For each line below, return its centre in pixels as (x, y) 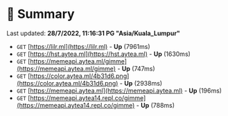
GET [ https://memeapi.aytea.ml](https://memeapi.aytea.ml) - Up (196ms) (119, 90)
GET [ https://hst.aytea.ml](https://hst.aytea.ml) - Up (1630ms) (104, 54)
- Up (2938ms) (141, 83)
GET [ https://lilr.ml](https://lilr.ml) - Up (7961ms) (83, 46)
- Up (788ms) (155, 105)
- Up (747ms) (136, 68)
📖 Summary (41, 14)
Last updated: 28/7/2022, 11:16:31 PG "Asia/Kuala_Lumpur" (94, 33)
